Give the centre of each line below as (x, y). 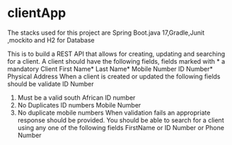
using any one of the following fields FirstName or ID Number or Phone (121, 127)
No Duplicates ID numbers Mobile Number (79, 105)
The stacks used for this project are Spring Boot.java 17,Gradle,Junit (106, 33)
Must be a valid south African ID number (76, 98)
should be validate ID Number (51, 83)
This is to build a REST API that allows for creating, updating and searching (116, 54)
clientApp (37, 13)
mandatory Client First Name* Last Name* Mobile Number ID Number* (110, 69)
